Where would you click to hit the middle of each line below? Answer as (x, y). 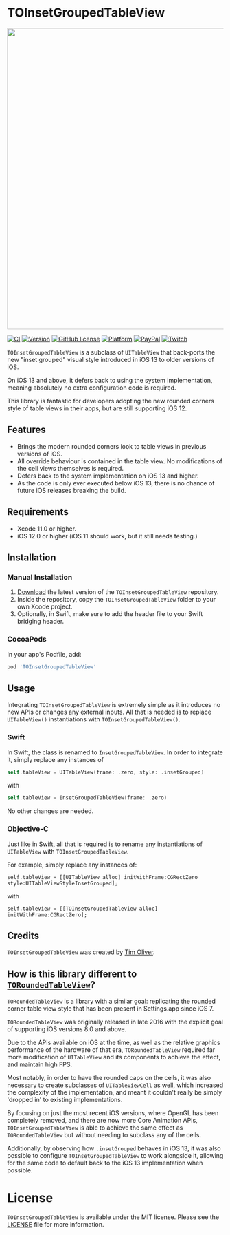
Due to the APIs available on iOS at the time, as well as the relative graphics (114, 1043)
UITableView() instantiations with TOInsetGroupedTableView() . (94, 719)
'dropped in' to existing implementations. (65, 1100)
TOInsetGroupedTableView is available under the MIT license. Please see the (113, 1217)
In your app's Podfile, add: (44, 654)
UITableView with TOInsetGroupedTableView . (68, 851)
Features (26, 430)
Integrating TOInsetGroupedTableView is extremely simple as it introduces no (114, 705)
